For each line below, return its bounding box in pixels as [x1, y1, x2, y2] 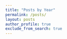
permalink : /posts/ [5, 12, 47, 17]
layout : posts [5, 17, 36, 22]
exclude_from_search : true [5, 26, 62, 31]
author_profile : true [5, 21, 51, 27]
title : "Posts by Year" [5, 7, 56, 13]
